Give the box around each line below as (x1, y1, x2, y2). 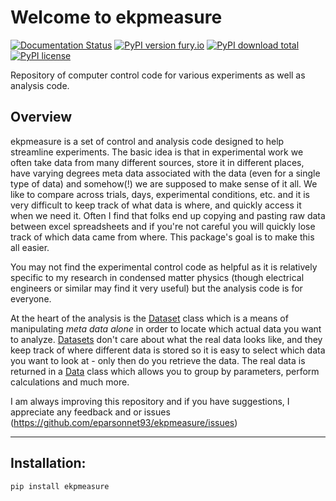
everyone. (10, 292, 52, 305)
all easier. (10, 241, 50, 253)
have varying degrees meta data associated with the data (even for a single (10, 167, 321, 179)
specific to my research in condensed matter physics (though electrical (10, 271, 305, 283)
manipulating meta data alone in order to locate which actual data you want (10, 322, 322, 335)
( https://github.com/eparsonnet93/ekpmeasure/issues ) (10, 416, 238, 428)
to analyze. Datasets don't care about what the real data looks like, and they (10, 333, 323, 345)
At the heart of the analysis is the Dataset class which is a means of (10, 312, 289, 324)
